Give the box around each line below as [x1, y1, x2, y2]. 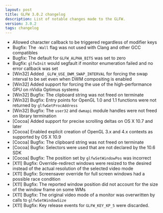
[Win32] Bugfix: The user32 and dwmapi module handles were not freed [12, 107, 158, 114]
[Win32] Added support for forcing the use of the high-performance [12, 81, 152, 87]
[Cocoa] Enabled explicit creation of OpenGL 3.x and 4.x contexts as [12, 129, 153, 135]
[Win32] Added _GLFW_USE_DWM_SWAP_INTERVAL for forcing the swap [12, 71, 148, 77]
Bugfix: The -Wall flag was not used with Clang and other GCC [12, 45, 141, 51]
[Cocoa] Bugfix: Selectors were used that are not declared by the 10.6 [12, 145, 156, 151]
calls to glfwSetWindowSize [12, 197, 67, 203]
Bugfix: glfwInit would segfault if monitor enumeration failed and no [12, 60, 153, 66]
